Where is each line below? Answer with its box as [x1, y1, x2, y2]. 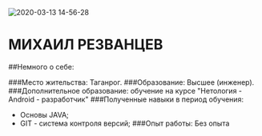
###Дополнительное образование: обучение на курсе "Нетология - [8, 86, 243, 95]
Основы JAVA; [19, 110, 70, 119]
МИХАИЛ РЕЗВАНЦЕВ [8, 36, 163, 54]
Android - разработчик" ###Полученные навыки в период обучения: [8, 94, 244, 104]
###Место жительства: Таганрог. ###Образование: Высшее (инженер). [8, 77, 255, 87]
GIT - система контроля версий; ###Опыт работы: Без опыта [19, 118, 230, 128]
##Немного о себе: [8, 62, 75, 71]
